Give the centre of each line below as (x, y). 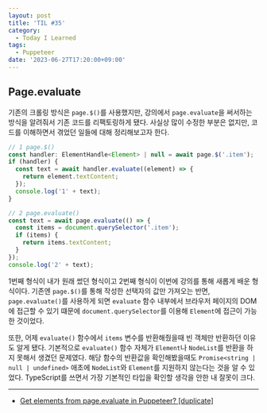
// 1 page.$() (32, 147)
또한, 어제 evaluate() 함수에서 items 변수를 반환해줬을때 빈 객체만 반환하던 (125, 338)
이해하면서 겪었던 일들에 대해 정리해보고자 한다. (96, 132)
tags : (17, 45)
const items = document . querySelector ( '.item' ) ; (97, 228)
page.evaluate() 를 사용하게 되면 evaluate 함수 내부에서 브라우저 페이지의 (123, 301)
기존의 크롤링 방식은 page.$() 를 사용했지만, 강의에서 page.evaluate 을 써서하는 (130, 112)
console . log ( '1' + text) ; (58, 191)
